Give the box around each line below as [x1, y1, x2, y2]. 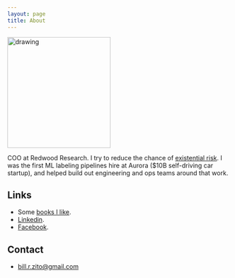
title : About [7, 17, 46, 24]
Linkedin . [17, 216, 45, 224]
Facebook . [17, 223, 49, 231]
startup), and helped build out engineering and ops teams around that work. [7, 168, 229, 177]
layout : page [7, 10, 46, 18]
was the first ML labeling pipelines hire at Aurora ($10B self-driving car [7, 161, 214, 169]
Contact [7, 243, 44, 255]
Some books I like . [17, 208, 71, 216]
